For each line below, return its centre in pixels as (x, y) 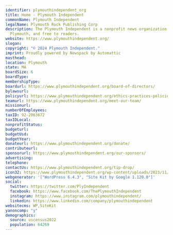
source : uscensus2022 (33, 220)
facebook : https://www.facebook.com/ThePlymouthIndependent (76, 191)
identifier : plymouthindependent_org (46, 10)
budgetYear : (18, 139)
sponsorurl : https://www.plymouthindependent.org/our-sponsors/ (76, 153)
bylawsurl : (17, 91)
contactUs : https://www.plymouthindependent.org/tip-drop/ (70, 167)
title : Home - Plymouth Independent (45, 15)
